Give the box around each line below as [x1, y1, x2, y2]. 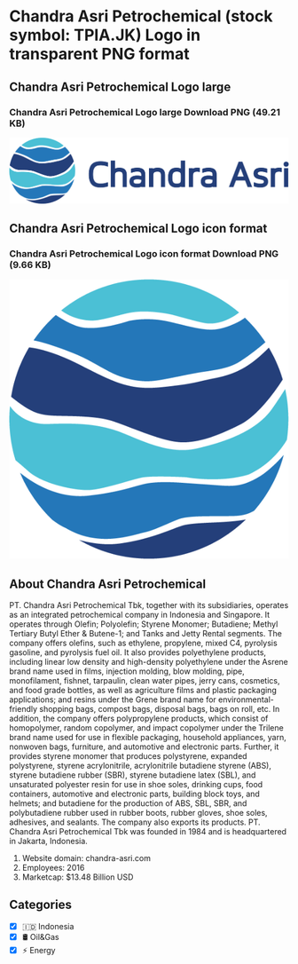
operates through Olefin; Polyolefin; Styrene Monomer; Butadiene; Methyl [9, 619, 278, 629]
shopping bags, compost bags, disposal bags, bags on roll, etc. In [39, 704, 280, 715]
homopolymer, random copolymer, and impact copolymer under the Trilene [9, 723, 284, 733]
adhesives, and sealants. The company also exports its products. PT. [9, 817, 261, 827]
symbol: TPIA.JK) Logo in [9, 25, 201, 45]
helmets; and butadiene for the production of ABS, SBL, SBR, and [9, 798, 247, 809]
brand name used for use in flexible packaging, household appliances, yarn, [9, 732, 286, 743]
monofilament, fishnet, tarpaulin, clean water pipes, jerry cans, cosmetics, [9, 676, 281, 686]
